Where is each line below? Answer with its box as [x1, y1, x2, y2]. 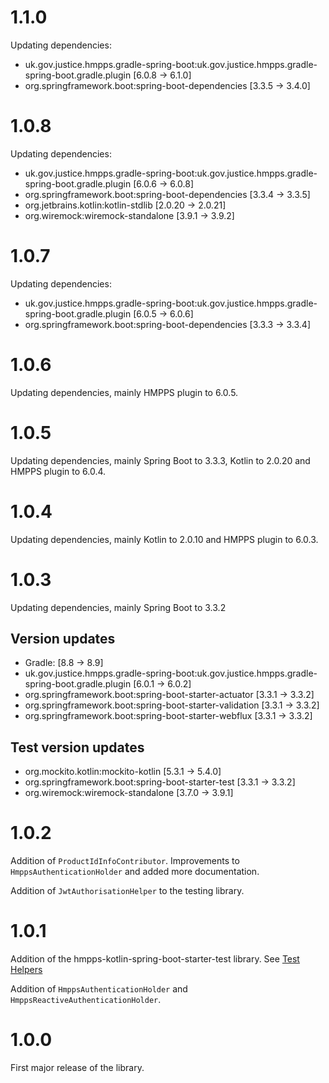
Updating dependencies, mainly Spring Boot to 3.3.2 [10, 601, 227, 613]
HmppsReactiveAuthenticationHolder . [10, 994, 162, 1006]
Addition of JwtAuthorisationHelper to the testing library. [10, 885, 245, 897]
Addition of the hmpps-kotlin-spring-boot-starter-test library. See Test [10, 953, 300, 965]
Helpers [10, 964, 43, 976]
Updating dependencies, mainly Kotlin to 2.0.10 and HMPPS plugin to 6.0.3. [10, 533, 319, 545]
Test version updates [10, 739, 145, 756]
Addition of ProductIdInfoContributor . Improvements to [10, 855, 240, 867]
